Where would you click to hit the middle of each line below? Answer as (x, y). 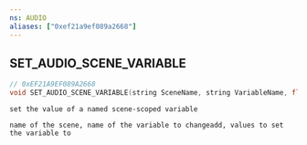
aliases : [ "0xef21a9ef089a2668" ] (73, 26)
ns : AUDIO (28, 18)
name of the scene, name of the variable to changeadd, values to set (147, 125)
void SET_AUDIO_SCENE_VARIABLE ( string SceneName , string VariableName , (148, 93)
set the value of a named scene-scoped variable (104, 109)
